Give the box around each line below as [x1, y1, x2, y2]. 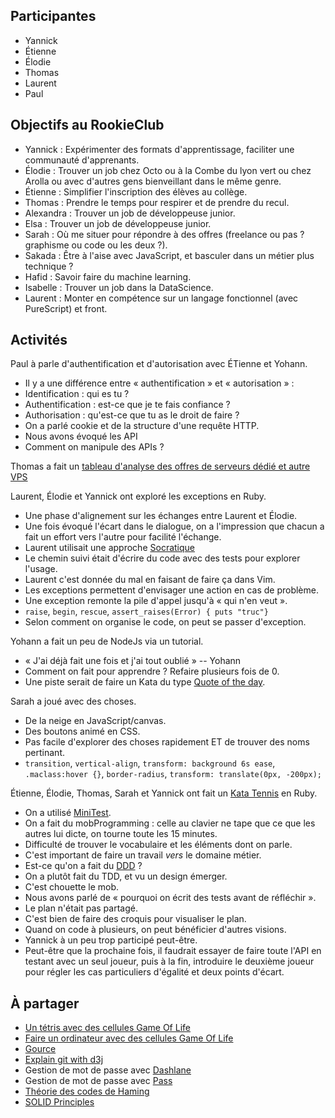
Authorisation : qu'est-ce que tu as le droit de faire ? [24, 409, 240, 421]
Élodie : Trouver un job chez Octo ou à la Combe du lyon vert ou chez [24, 164, 312, 176]
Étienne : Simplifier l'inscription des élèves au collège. [24, 185, 248, 198]
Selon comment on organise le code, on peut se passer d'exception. [24, 616, 307, 628]
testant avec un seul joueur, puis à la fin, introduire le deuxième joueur [24, 955, 315, 968]
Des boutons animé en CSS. [24, 725, 141, 738]
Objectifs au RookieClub [10, 117, 165, 134]
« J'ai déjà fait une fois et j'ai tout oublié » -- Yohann [24, 655, 242, 667]
